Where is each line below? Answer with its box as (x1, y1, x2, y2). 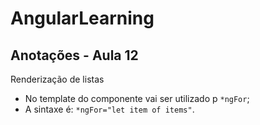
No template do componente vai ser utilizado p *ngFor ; (24, 93, 250, 104)
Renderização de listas (10, 73, 105, 85)
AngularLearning (10, 7, 155, 30)
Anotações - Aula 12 (10, 47, 139, 64)
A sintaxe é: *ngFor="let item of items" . (24, 103, 195, 115)
